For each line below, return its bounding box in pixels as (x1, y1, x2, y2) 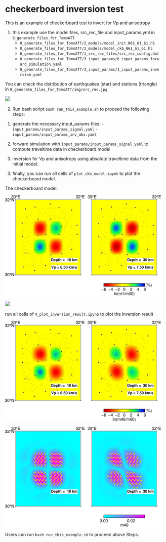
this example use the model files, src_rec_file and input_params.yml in (12, 29, 155, 35)
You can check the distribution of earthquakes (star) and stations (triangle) (5, 81, 157, 87)
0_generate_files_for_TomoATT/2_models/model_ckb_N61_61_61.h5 (19, 46, 153, 51)
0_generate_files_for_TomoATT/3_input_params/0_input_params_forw (19, 56, 160, 61)
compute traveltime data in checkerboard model (12, 146, 111, 152)
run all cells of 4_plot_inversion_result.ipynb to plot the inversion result (5, 311, 154, 317)
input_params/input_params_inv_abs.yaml (12, 132, 97, 137)
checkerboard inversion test (5, 3, 124, 15)
